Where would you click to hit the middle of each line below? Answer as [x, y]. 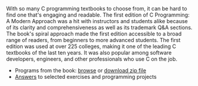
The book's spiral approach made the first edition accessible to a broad [94, 34]
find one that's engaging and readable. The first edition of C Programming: [98, 15]
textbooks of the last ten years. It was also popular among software [89, 52]
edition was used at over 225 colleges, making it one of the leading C [91, 46]
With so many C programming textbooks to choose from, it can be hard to [97, 9]
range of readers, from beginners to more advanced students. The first [93, 40]
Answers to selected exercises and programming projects [86, 77]
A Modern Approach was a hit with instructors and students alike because [97, 21]
